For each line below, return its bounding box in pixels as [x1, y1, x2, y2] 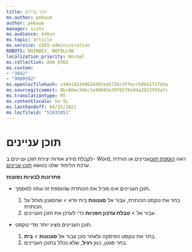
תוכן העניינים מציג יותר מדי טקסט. [14, 221, 92, 229]
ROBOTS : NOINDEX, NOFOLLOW [6, 48, 74, 54]
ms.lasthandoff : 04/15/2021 [6, 103, 77, 110]
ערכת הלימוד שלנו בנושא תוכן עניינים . [6, 162, 91, 169]
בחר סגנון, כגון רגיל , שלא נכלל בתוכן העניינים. [23, 239, 128, 247]
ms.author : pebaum [6, 14, 52, 20]
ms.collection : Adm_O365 [6, 59, 69, 65]
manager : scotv [6, 25, 45, 32]
